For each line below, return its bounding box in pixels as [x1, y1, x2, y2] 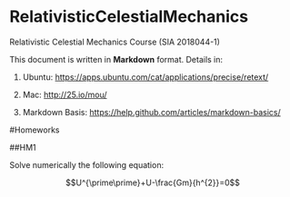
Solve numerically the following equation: [9, 159, 165, 170]
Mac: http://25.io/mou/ [22, 89, 107, 100]
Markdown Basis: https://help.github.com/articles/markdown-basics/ [22, 106, 282, 117]
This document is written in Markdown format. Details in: [9, 54, 224, 64]
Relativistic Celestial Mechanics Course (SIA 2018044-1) [9, 36, 221, 47]
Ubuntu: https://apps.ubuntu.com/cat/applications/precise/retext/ [22, 71, 269, 83]
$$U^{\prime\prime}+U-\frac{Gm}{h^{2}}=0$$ [65, 177, 241, 188]
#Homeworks [9, 124, 60, 135]
